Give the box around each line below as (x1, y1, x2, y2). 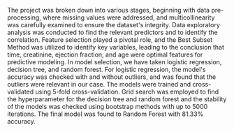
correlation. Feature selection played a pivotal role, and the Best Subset (7, 36, 213, 44)
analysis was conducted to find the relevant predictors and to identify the (7, 28, 218, 36)
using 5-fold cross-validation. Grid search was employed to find (34, 87, 219, 96)
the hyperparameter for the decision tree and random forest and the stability (7, 95, 227, 103)
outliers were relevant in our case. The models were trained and (7, 80, 191, 88)
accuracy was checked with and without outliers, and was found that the (7, 73, 217, 81)
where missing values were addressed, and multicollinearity (43, 13, 215, 22)
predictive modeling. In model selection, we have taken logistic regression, (7, 58, 222, 66)
